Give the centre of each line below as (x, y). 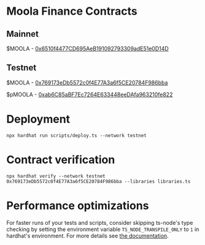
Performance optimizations (78, 205)
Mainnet (22, 34)
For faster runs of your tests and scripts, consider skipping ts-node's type (100, 222)
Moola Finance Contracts (72, 11)
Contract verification (61, 160)
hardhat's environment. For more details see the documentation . (87, 236)
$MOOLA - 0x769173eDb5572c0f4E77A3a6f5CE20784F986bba (87, 82)
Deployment (38, 119)
